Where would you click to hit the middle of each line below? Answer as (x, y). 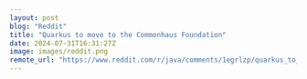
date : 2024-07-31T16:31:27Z (63, 43)
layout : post (34, 18)
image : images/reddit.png (58, 52)
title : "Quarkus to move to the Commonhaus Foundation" (118, 35)
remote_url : (32, 60)
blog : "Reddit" (38, 26)
